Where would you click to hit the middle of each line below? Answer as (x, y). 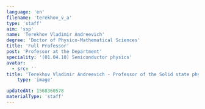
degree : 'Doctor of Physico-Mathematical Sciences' (73, 40)
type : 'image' (35, 80)
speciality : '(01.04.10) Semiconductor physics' (69, 57)
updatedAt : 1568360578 (35, 91)
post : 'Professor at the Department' (54, 52)
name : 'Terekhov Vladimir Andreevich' (56, 35)
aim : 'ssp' (20, 29)
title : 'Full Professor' (38, 46)
